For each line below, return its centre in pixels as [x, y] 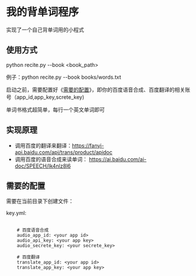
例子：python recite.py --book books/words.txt [64, 77]
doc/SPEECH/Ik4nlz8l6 [43, 166]
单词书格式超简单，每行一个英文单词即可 [55, 110]
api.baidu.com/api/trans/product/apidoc [63, 152]
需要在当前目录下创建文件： [40, 201]
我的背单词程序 [43, 12]
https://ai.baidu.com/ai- [118, 159]
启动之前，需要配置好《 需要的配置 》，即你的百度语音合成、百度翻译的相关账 [98, 89]
